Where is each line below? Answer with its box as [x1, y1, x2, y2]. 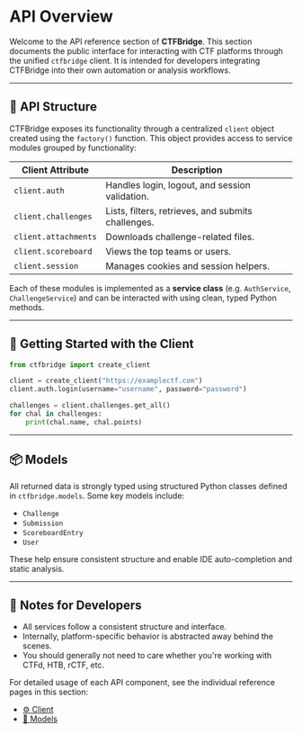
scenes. [22, 640, 52, 651]
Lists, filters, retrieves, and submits [105, 204, 253, 217]
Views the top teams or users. [105, 245, 232, 257]
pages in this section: [9, 686, 89, 698]
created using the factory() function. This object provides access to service [9, 132, 293, 143]
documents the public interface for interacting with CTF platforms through [9, 45, 283, 56]
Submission [22, 519, 64, 528]
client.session [13, 261, 79, 271]
